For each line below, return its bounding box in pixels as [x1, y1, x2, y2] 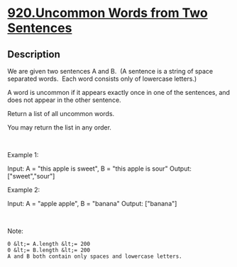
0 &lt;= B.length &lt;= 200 [7, 246, 91, 254]
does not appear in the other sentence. [7, 96, 122, 104]
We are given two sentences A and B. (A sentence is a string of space [7, 67, 214, 75]
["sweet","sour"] [7, 172, 55, 180]
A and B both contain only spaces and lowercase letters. [7, 253, 182, 260]
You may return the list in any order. [7, 123, 112, 132]
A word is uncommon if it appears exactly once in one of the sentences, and [7, 89, 231, 96]
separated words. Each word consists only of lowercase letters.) [7, 74, 197, 83]
